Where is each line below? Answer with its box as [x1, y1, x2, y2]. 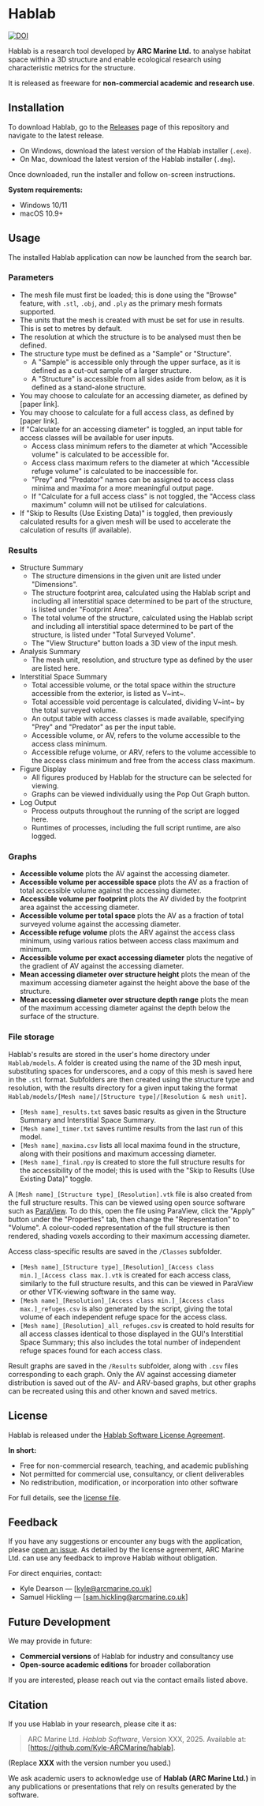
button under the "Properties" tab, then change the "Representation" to [8, 1214, 240, 1224]
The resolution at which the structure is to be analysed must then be [19, 332, 242, 341]
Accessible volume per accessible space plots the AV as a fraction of [19, 878, 249, 887]
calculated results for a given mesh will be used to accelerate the [19, 517, 231, 526]
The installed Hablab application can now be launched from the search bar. [8, 252, 252, 261]
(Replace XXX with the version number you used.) [8, 1759, 172, 1767]
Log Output [19, 798, 57, 807]
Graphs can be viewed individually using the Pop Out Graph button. [31, 789, 251, 799]
